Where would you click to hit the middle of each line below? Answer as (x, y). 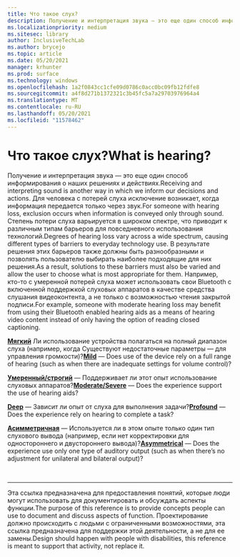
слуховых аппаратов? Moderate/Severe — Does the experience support (115, 385)
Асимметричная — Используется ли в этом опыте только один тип (111, 428)
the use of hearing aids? (43, 393)
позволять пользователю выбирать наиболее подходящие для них (110, 259)
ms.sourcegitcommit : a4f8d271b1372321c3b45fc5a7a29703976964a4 (104, 94)
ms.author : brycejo (36, 47)
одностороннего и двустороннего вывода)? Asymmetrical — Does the (114, 443)
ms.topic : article (35, 54)
